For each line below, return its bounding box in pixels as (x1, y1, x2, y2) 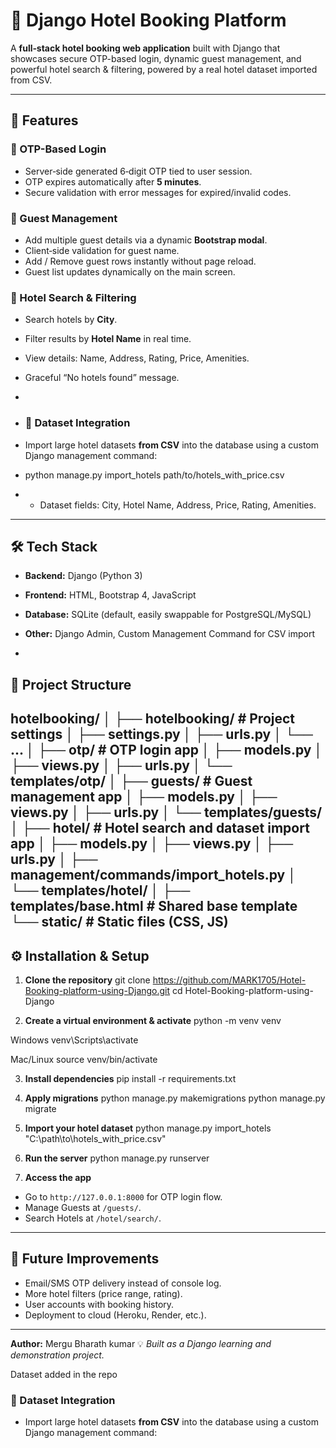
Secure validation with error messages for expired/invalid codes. (24, 186, 292, 198)
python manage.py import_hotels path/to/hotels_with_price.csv (24, 469, 285, 481)
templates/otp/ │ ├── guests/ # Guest (10, 773, 253, 790)
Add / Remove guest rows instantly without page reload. (24, 255, 257, 267)
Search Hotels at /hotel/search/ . (24, 1212, 162, 1224)
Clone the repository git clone (24, 974, 151, 986)
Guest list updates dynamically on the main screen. (24, 265, 236, 278)
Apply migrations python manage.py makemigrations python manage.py (24, 1092, 326, 1104)
